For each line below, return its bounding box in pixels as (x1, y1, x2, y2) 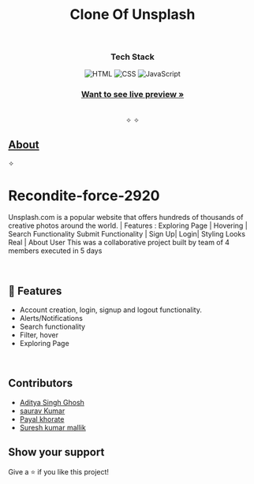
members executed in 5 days (8, 246, 103, 255)
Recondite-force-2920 (8, 187, 160, 204)
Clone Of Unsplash (69, 6, 196, 24)
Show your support (8, 445, 105, 459)
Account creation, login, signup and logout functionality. (19, 305, 203, 315)
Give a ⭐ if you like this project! (8, 467, 109, 476)
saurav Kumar (19, 406, 65, 415)
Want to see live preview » (80, 89, 185, 100)
